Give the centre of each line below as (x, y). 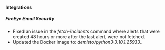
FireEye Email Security (30, 19)
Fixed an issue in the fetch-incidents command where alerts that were (86, 31)
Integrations (19, 7)
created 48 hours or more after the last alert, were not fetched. (79, 37)
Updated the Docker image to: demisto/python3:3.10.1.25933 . (77, 42)
